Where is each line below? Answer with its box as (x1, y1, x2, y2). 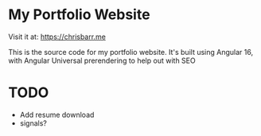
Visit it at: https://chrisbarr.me (8, 32, 106, 41)
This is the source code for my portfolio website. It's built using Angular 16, (8, 47, 253, 56)
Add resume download (19, 110, 95, 119)
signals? (19, 118, 48, 128)
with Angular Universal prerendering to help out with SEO (8, 56, 197, 65)
